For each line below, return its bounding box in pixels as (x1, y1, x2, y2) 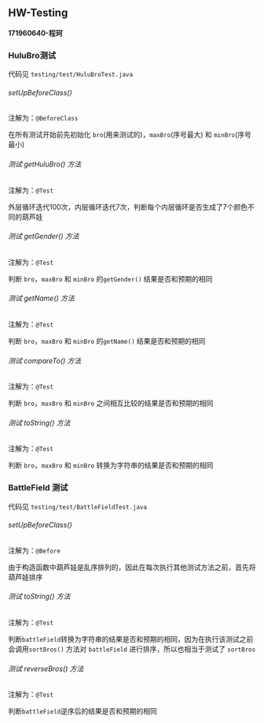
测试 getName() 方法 (8, 293, 75, 303)
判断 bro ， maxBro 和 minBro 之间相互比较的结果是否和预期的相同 (8, 398, 214, 408)
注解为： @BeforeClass (8, 114, 79, 123)
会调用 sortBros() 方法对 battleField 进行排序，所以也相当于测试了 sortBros (8, 644, 256, 654)
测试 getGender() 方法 (8, 232, 80, 241)
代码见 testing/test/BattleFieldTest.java (8, 501, 148, 511)
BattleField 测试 (8, 483, 68, 494)
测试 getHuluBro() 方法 (8, 159, 82, 169)
